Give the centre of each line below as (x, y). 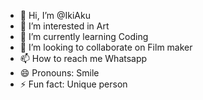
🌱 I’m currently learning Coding (84, 36)
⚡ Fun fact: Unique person (73, 84)
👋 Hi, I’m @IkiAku (55, 15)
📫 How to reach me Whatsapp (83, 58)
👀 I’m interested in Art (64, 26)
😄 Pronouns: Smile (59, 73)
